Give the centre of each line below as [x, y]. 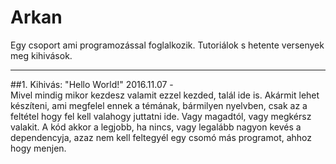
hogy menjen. [38, 148]
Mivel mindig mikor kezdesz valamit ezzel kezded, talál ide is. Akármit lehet [165, 95]
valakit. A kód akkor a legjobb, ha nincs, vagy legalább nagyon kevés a [156, 127]
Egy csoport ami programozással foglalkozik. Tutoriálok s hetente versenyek [167, 45]
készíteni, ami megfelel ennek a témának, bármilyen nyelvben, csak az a [159, 105]
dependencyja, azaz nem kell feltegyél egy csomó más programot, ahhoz [161, 137]
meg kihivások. [41, 55]
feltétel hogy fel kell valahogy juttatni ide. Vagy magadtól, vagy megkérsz [161, 116]
